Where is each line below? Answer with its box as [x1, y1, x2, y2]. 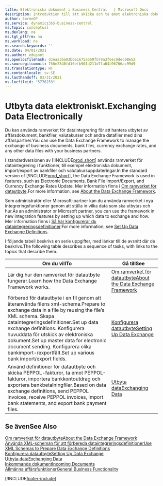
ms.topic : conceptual [5, 25, 49, 30]
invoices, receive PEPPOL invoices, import [7, 393, 103, 400]
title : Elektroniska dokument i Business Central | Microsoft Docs [5, 7, 149, 12]
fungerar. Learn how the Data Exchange [7, 277, 97, 284]
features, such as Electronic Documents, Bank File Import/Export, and [5, 178, 145, 184]
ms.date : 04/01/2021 [5, 48, 47, 53]
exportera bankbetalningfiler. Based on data [7, 381, 107, 388]
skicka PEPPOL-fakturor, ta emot [7, 369, 83, 376]
